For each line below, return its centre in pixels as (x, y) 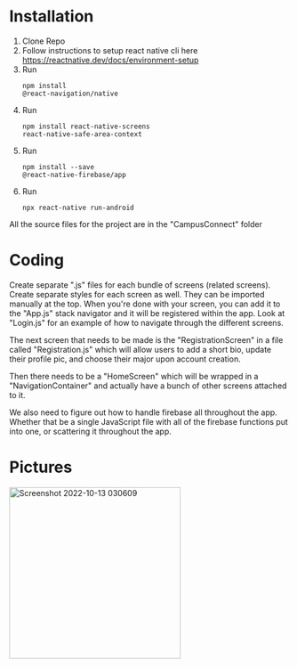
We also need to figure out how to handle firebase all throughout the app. (143, 412)
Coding (37, 261)
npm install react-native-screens (86, 126)
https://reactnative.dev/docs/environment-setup (110, 60)
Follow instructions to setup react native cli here (110, 50)
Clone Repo (44, 41)
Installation (52, 16)
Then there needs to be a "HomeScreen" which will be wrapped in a (134, 376)
